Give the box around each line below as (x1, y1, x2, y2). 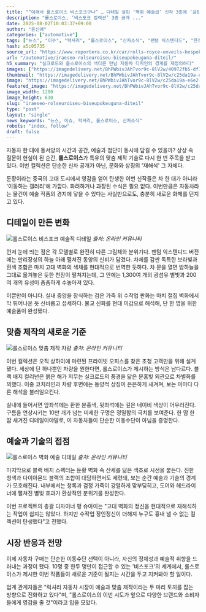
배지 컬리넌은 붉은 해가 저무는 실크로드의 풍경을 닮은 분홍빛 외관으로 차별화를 (12, 373, 196, 380)
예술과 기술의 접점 (6, 436, 70, 447)
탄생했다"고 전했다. (22, 518, 69, 525)
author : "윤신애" (6, 26, 47, 33)
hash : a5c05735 (6, 44, 45, 50)
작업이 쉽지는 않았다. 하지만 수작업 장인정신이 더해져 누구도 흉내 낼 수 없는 (12, 510, 189, 517)
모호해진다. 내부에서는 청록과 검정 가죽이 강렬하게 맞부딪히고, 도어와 (12, 482, 175, 489)
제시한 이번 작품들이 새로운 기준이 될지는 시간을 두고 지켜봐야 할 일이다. (22, 570, 193, 578)
